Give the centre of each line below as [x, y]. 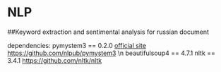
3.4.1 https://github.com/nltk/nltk [55, 60]
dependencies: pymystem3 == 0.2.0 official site [77, 45]
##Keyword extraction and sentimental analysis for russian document [108, 32]
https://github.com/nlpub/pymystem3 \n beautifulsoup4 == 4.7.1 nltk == [111, 53]
